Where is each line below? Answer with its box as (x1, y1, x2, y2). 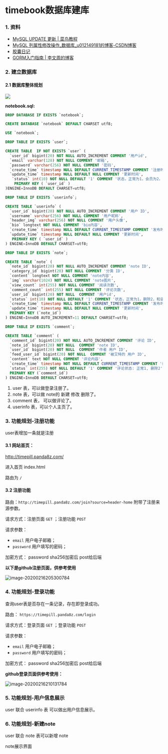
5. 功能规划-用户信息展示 (5, 694, 65, 701)
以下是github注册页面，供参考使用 (5, 565, 76, 571)
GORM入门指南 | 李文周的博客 (12, 55, 74, 61)
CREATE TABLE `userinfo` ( (5, 204, 61, 209)
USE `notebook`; (5, 131, 39, 136)
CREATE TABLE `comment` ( (5, 333, 59, 338)
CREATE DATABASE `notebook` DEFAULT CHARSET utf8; (5, 121, 113, 127)
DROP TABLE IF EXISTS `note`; (5, 250, 68, 256)
